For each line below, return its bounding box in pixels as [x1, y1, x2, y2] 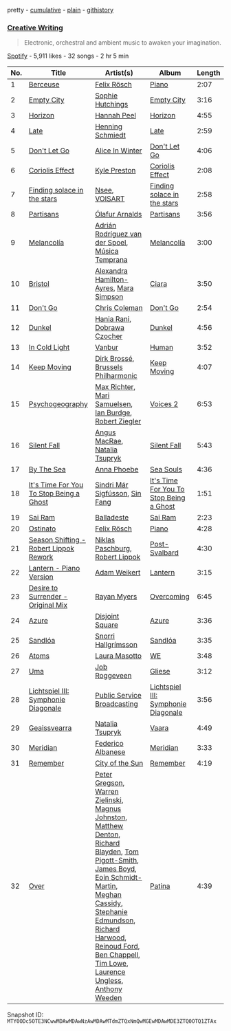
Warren [95, 787, 119, 797]
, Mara [113, 283, 134, 293]
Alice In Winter [95, 146, 142, 155]
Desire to [28, 584, 58, 593]
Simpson [95, 292, 124, 302]
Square [95, 620, 119, 630]
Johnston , [95, 812, 127, 822]
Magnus [95, 804, 122, 814]
